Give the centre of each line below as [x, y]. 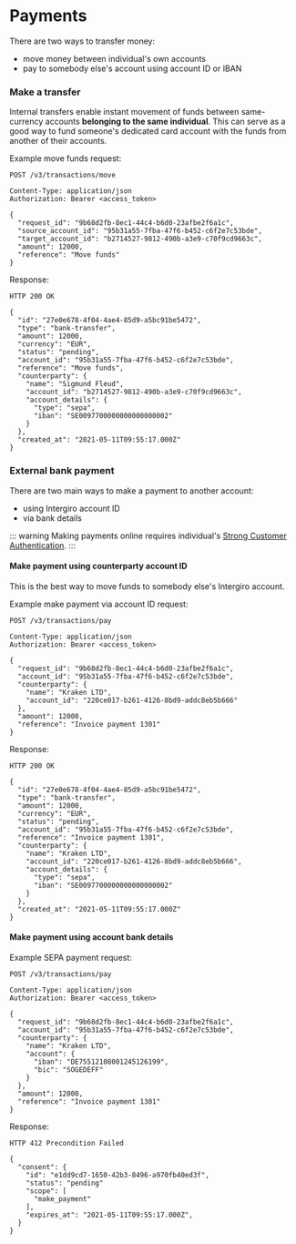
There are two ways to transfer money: [82, 41]
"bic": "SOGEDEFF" [68, 1070]
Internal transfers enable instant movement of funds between [124, 112]
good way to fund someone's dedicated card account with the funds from [148, 131]
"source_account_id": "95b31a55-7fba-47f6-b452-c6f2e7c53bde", [140, 231]
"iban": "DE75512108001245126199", [101, 1062]
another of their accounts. [58, 141]
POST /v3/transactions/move [63, 175]
